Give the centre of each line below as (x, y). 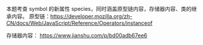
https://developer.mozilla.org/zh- (91, 16)
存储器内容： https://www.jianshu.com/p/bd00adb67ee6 (77, 35)
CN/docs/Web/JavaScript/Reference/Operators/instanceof (79, 23)
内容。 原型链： (31, 16)
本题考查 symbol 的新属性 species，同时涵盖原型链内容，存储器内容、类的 (99, 9)
